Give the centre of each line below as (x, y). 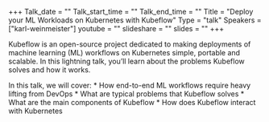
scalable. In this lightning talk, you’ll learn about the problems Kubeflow (127, 61)
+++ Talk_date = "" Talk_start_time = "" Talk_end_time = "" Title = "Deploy (131, 12)
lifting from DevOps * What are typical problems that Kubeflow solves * (126, 94)
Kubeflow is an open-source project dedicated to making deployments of (130, 44)
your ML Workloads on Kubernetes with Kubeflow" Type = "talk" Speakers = (135, 20)
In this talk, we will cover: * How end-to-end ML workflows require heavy (130, 85)
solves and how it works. (50, 70)
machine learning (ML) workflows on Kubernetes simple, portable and (124, 53)
